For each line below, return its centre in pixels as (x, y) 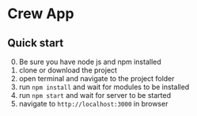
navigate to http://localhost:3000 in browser (93, 104)
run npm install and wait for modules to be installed (104, 87)
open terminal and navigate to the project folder (97, 79)
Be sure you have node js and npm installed (90, 62)
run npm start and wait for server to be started (95, 95)
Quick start (36, 43)
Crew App (41, 14)
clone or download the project (68, 70)
